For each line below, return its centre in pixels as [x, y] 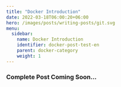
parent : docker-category [47, 51]
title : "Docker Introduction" [44, 12]
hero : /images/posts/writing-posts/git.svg [61, 23]
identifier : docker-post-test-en [58, 45]
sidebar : [22, 34]
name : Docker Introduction [50, 39]
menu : [13, 28]
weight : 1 [29, 56]
